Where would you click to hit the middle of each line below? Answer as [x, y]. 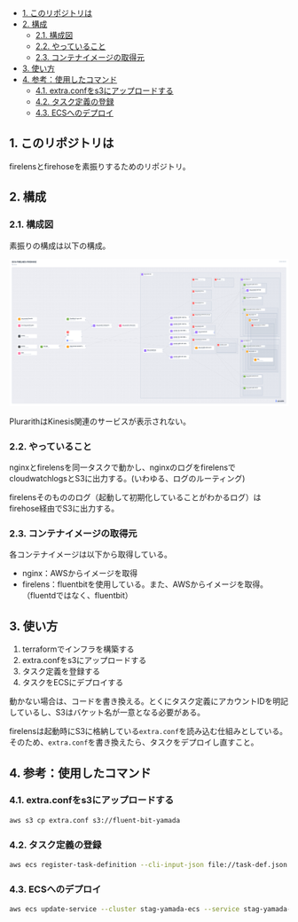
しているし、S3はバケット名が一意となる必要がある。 [107, 713]
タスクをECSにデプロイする [73, 683]
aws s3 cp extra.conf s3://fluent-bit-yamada [94, 820]
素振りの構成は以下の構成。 [60, 246]
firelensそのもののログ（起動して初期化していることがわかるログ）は [135, 497]
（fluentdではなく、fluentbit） [77, 596]
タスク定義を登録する [61, 671]
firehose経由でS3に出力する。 [64, 509]
